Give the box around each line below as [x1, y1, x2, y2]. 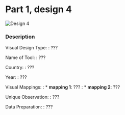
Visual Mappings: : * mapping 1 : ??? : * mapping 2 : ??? [5, 84, 120, 90]
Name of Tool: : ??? [5, 54, 46, 61]
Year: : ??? [5, 74, 27, 80]
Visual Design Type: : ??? [5, 45, 58, 51]
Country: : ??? [5, 65, 35, 71]
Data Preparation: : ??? [5, 104, 53, 110]
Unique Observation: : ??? [5, 94, 60, 100]
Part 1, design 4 [5, 4, 72, 15]
